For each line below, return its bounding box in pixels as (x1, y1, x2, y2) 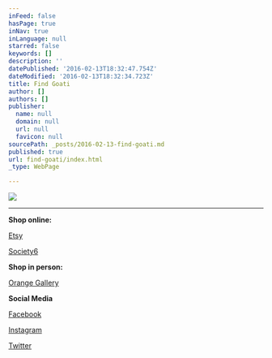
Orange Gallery (8, 278, 59, 288)
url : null (15, 125, 49, 133)
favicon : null (15, 132, 63, 140)
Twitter (8, 341, 32, 351)
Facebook (8, 309, 42, 319)
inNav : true (8, 27, 49, 35)
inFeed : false (8, 11, 57, 20)
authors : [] (8, 95, 49, 103)
